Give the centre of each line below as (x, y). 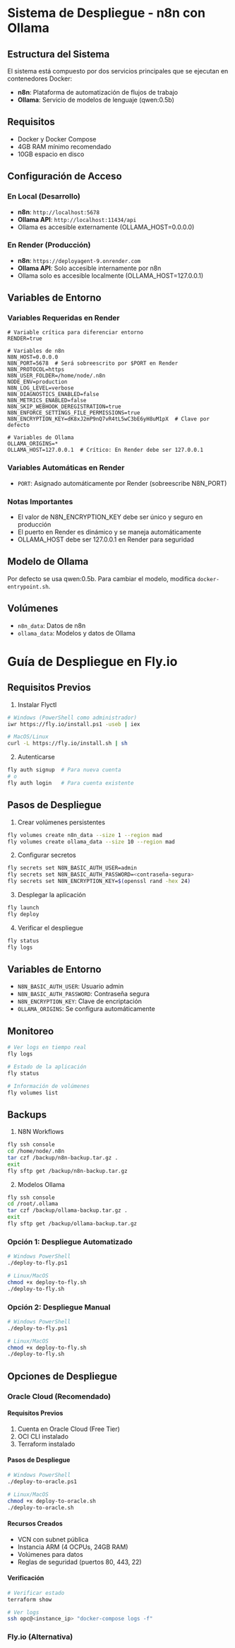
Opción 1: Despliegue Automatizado (70, 1241)
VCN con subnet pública (53, 1539)
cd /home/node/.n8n (36, 1151)
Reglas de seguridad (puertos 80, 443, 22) (80, 1562)
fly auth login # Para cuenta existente (71, 783)
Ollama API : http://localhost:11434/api (77, 219)
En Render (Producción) (49, 245)
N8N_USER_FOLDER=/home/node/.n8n (56, 376)
